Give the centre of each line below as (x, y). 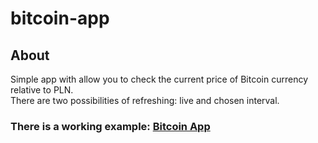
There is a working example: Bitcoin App (110, 126)
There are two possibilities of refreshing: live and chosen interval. (145, 100)
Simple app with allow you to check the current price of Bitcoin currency (159, 79)
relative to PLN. (42, 90)
